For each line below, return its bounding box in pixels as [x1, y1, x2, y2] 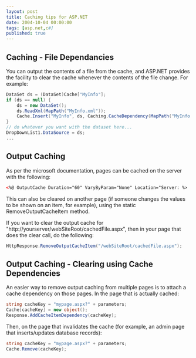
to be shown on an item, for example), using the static [6, 201, 136, 208]
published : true [6, 31, 46, 36]
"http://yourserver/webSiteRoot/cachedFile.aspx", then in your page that [6, 225, 181, 232]
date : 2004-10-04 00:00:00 [6, 19, 72, 25]
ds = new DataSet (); [16, 102, 67, 109]
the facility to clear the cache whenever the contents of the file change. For [6, 74, 188, 81]
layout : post [6, 8, 38, 15]
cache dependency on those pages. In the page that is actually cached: [6, 290, 180, 297]
